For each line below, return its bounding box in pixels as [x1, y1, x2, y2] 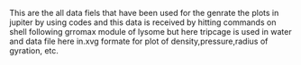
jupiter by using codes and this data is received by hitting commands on [9, 17, 277, 28]
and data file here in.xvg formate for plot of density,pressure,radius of [9, 36, 269, 46]
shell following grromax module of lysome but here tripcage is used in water [9, 27, 292, 37]
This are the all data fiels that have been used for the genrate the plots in [9, 8, 279, 18]
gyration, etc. [9, 45, 59, 56]
